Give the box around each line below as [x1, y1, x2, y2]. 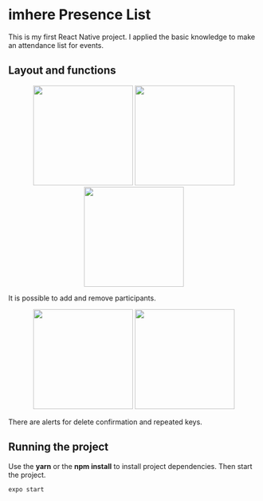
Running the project [8, 440, 109, 454]
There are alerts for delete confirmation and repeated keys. [8, 417, 203, 427]
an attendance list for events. [8, 40, 104, 50]
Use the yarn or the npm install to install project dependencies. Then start [8, 461, 253, 471]
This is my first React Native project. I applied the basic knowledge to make [8, 32, 256, 42]
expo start [8, 485, 45, 493]
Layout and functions [8, 64, 117, 78]
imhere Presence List [8, 6, 151, 24]
